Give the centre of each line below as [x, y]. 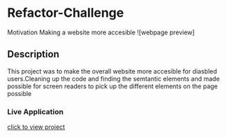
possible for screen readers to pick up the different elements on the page [112, 86]
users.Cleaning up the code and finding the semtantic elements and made [113, 78]
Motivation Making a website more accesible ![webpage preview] [101, 32]
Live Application [36, 111]
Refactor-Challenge [66, 13]
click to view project [36, 127]
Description [33, 54]
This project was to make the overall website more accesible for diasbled [112, 71]
